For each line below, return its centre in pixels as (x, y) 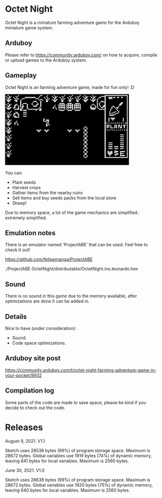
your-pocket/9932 (24, 375)
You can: (14, 173)
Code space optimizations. (39, 343)
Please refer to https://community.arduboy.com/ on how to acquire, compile (81, 55)
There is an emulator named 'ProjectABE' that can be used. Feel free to (76, 245)
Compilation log (30, 391)
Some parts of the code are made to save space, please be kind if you (76, 402)
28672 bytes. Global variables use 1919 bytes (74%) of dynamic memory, (79, 455)
